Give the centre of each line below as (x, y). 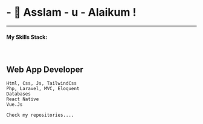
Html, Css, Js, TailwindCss (42, 83)
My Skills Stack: (27, 37)
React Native (23, 99)
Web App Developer (45, 69)
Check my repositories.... (40, 115)
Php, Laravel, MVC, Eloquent (43, 88)
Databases (19, 94)
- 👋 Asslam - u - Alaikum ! (71, 12)
